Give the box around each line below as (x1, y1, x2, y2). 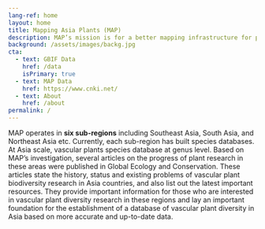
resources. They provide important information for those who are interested (8, 187, 254, 196)
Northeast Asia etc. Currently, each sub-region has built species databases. (8, 137, 255, 146)
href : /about (22, 99, 65, 107)
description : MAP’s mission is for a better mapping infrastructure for (8, 33, 252, 42)
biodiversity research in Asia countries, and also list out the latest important (8, 179, 254, 187)
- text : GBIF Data (15, 56, 77, 64)
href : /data (22, 63, 62, 71)
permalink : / (8, 107, 51, 115)
